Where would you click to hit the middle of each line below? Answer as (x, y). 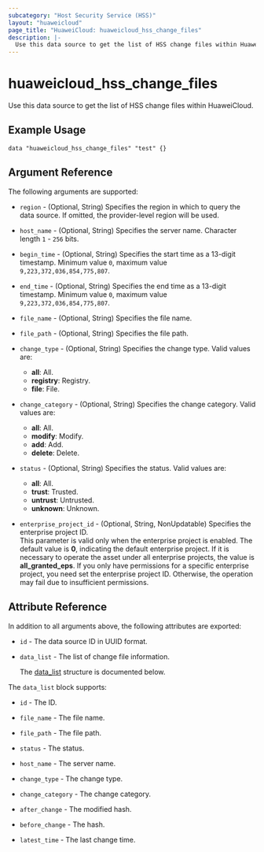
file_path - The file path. (60, 732)
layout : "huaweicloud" (45, 23)
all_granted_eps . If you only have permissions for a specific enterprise (134, 565)
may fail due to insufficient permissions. (84, 582)
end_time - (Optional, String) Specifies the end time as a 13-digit (123, 286)
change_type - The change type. (71, 778)
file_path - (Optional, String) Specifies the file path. (104, 333)
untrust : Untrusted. (62, 500)
